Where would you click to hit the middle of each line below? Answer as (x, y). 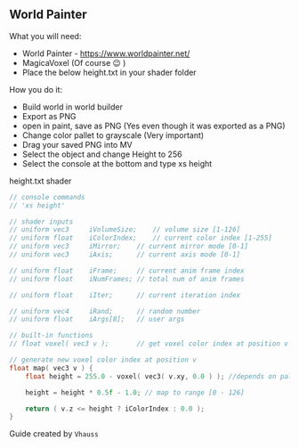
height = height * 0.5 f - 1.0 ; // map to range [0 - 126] (135, 392)
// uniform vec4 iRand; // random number (105, 311)
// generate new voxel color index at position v (103, 360)
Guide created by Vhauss (54, 434)
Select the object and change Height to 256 (102, 154)
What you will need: (45, 36)
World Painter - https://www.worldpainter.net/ (106, 53)
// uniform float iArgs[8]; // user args (97, 320)
